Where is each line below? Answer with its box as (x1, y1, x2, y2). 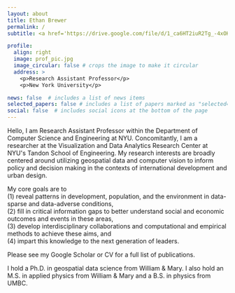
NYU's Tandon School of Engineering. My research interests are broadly (7, 149, 215, 157)
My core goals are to (7, 185, 67, 193)
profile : (7, 43, 33, 50)
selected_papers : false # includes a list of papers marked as (7, 101, 196, 108)
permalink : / (7, 23, 45, 30)
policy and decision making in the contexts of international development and (7, 164, 227, 172)
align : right (13, 49, 52, 56)
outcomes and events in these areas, (7, 214, 114, 223)
